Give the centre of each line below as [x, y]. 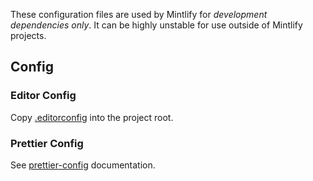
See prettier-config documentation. [83, 165]
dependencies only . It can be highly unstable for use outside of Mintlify [156, 25]
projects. [28, 35]
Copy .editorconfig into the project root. [92, 117]
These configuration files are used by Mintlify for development [139, 14]
